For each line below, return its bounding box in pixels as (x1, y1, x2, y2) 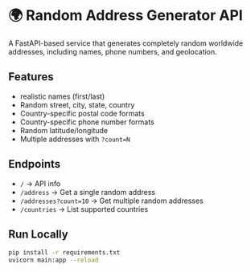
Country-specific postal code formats (19, 108, 145, 118)
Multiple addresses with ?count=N (19, 134, 130, 144)
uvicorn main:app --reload (8, 256, 99, 265)
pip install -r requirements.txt (8, 249, 121, 257)
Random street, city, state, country (19, 99, 135, 109)
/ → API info (19, 178, 61, 189)
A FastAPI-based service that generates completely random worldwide (8, 38, 244, 48)
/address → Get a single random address (19, 187, 155, 197)
